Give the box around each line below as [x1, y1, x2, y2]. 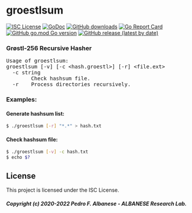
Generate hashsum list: [6, 110, 65, 117]
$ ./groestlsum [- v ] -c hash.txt [6, 149, 89, 155]
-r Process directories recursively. [12, 81, 131, 88]
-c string [12, 69, 41, 76]
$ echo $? [6, 155, 31, 160]
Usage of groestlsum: [6, 57, 69, 64]
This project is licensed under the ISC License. [6, 186, 119, 194]
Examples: [6, 96, 37, 104]
